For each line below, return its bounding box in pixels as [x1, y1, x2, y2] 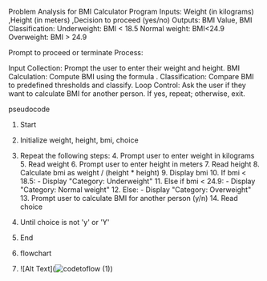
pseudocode [8, 104, 51, 114]
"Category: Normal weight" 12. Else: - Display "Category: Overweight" [19, 185, 252, 195]
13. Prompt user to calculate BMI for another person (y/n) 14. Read [19, 194, 238, 203]
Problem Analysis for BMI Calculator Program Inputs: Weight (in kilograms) [8, 7, 254, 16]
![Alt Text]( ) [19, 264, 114, 273]
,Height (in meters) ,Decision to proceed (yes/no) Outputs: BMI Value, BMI [8, 15, 253, 25]
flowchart [19, 248, 52, 258]
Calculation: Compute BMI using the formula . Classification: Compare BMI [8, 72, 254, 81]
